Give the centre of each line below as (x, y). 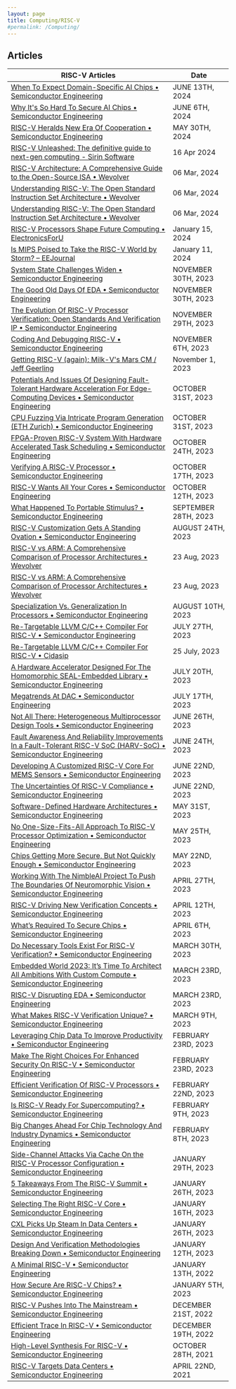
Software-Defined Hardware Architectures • (84, 807)
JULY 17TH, (193, 697)
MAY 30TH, (192, 128)
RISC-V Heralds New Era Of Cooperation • (81, 128)
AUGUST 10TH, (199, 606)
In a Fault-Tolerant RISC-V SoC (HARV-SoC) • (88, 746)
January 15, (192, 229)
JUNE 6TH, (191, 108)
